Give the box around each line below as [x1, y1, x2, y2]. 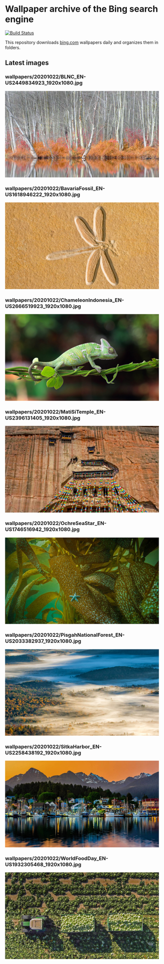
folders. [5, 44, 20, 50]
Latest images [5, 59, 49, 67]
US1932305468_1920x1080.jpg [5, 861, 82, 868]
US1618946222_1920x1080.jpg [5, 191, 81, 198]
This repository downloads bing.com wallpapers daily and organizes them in [5, 39, 159, 45]
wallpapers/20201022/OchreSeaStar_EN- [5, 520, 107, 527]
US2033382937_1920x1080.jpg [5, 638, 82, 645]
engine [5, 14, 34, 25]
